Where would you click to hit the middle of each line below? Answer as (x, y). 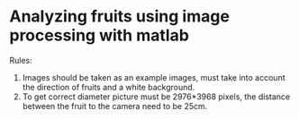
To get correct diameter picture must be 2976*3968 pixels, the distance (156, 97)
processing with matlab (99, 35)
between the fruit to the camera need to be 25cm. (115, 106)
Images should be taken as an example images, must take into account (154, 77)
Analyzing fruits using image (119, 17)
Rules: (21, 60)
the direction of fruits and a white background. (109, 87)
